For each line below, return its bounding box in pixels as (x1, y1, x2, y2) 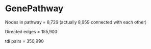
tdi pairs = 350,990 (5, 38, 44, 44)
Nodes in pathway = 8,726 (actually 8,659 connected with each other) (5, 19, 147, 25)
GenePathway (5, 3, 64, 14)
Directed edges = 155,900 (5, 28, 58, 34)
